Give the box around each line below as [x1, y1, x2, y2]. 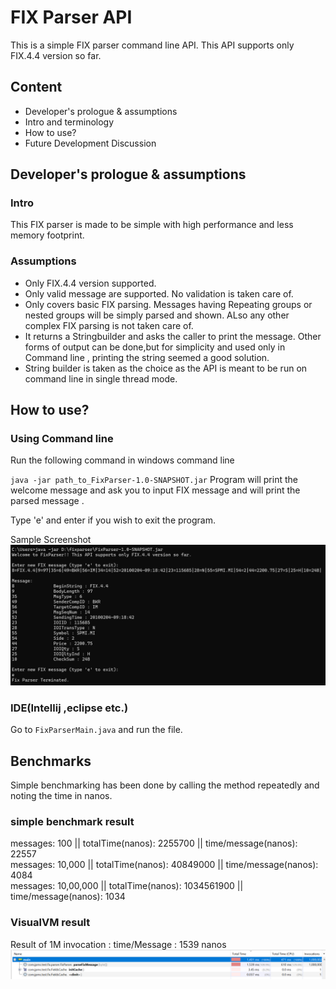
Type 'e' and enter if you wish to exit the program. [10, 514, 216, 526]
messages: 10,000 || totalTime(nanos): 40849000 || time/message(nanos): [10, 859, 319, 871]
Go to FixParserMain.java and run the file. [10, 724, 183, 736]
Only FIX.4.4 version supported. [24, 277, 157, 289]
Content [10, 79, 63, 96]
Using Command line [10, 432, 114, 446]
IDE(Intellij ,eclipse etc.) [10, 701, 129, 715]
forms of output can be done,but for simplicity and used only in [24, 341, 286, 353]
